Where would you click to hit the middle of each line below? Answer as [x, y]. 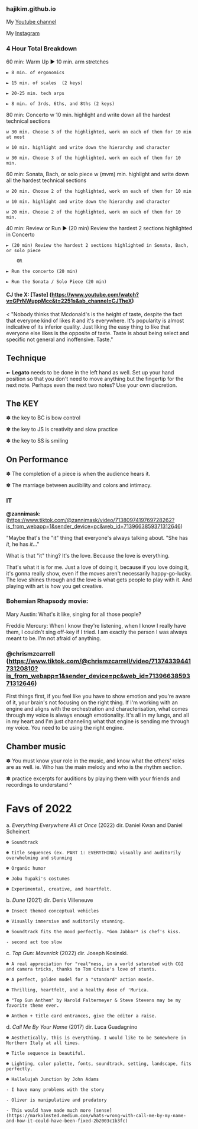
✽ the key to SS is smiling [37, 441]
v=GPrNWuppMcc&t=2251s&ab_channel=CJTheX [69, 301]
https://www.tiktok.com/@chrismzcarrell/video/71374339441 [100, 661]
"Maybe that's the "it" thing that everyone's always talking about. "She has [97, 538]
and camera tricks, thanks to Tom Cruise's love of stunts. [82, 969]
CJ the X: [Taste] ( [29, 295]
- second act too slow [34, 942]
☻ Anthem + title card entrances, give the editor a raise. [82, 1016]
